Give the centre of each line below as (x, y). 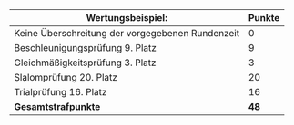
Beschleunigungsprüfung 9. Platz (86, 48)
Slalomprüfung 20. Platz (66, 77)
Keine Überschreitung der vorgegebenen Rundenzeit (127, 33)
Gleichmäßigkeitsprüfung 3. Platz (85, 62)
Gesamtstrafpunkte (57, 106)
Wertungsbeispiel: (127, 18)
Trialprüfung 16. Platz (61, 92)
